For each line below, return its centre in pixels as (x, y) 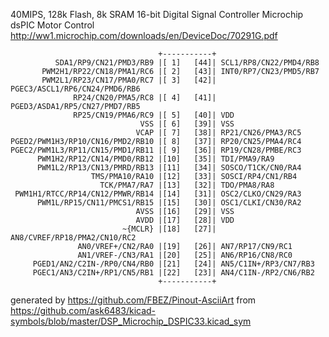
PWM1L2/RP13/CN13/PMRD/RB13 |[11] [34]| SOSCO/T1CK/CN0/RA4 (169, 168)
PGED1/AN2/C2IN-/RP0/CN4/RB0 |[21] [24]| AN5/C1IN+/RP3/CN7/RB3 (173, 264)
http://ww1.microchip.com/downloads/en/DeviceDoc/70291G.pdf (144, 35)
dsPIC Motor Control (52, 25)
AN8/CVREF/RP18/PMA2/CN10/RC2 (73, 238)
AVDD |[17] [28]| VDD (185, 220)
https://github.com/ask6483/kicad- (83, 310)
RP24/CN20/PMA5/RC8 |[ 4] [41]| (145, 98)
